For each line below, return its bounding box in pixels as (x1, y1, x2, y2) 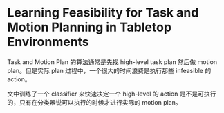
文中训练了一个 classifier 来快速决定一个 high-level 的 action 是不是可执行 (7, 90, 216, 98)
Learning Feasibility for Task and (7, 5, 199, 21)
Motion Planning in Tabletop (7, 19, 171, 35)
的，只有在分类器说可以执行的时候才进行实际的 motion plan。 (7, 98, 182, 106)
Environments (7, 34, 90, 50)
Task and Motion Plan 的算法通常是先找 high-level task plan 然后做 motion (7, 57, 218, 66)
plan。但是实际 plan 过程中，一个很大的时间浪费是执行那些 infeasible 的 (7, 66, 212, 74)
